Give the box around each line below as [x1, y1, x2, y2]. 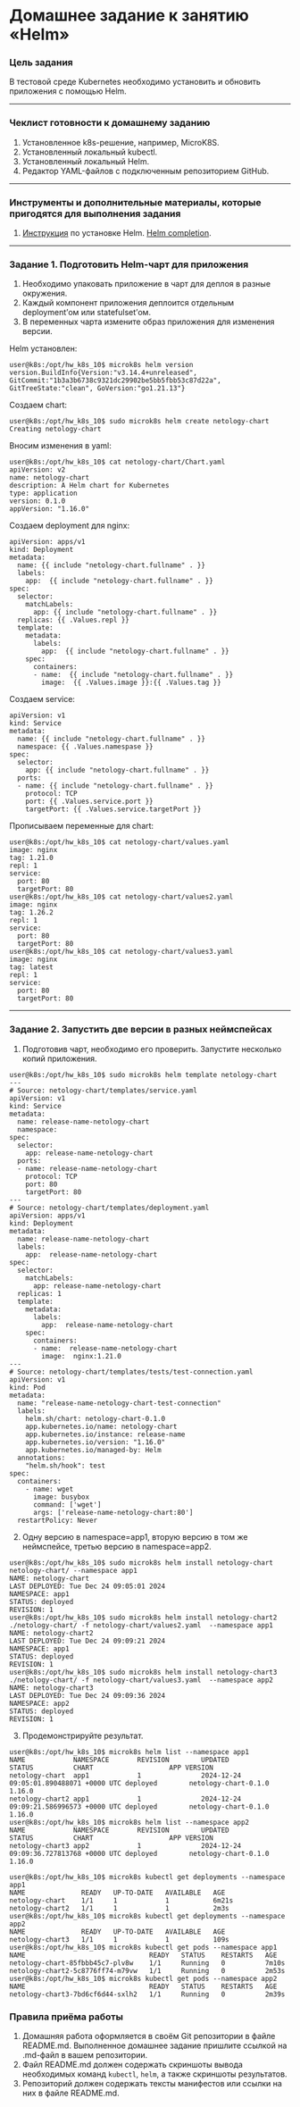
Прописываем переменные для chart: [9, 821, 154, 832]
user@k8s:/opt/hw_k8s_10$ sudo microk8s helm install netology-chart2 [9, 1613, 278, 1622]
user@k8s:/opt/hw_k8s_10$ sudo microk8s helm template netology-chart [9, 1070, 278, 1079]
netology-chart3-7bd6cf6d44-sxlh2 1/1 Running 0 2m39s [9, 1989, 286, 1999]
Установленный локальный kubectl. [21, 146, 158, 157]
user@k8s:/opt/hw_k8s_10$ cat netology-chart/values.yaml [9, 838, 229, 847]
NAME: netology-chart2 [9, 1628, 94, 1637]
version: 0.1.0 [9, 497, 66, 506]
